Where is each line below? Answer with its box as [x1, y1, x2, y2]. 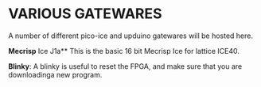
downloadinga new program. [8, 70, 103, 79]
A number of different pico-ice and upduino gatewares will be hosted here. [8, 31, 253, 40]
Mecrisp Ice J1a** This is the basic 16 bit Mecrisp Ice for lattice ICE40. [8, 46, 240, 55]
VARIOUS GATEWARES [8, 5, 162, 23]
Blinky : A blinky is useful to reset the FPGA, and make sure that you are [8, 61, 243, 71]
